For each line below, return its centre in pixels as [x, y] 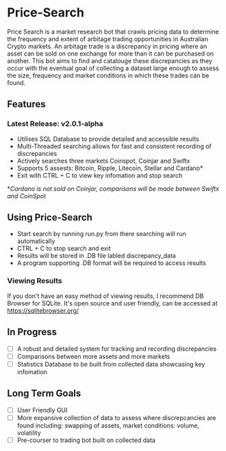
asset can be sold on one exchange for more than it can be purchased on [111, 54]
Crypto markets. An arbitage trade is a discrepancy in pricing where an [107, 46]
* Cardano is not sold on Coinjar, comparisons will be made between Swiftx [113, 188]
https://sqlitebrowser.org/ [43, 310]
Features [26, 104]
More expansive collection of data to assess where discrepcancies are [116, 417]
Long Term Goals [44, 394]
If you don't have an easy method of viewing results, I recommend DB [105, 296]
